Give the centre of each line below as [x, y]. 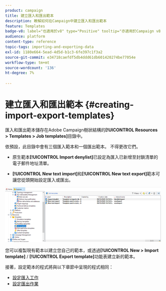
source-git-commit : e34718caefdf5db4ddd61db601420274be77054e [70, 57]
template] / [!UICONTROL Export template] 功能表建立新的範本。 [71, 256]
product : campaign [24, 10]
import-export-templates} [60, 116]
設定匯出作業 [25, 284]
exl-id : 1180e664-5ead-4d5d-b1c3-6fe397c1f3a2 [54, 52]
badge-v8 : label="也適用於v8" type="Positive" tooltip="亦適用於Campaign [80, 31]
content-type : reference [31, 42]
